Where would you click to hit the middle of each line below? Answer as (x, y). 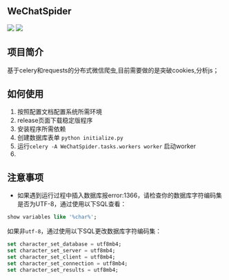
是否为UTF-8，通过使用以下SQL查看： (72, 204)
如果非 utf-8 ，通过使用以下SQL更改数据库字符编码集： (84, 231)
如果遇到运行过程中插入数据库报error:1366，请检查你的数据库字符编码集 (119, 195)
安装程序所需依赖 (41, 129)
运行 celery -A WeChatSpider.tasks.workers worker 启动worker (107, 146)
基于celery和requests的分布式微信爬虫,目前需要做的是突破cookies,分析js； (113, 70)
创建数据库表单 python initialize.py (70, 138)
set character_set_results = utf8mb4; (63, 270)
